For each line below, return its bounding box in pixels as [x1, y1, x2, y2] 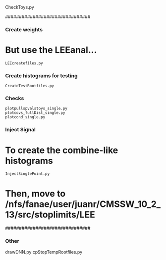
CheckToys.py [5, 4, 35, 10]
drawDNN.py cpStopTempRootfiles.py [5, 249, 83, 255]
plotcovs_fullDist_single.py [5, 110, 65, 115]
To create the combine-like [5, 145, 118, 156]
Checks [5, 95, 24, 102]
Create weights [5, 26, 43, 33]
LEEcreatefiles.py [5, 60, 43, 66]
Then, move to [5, 188, 66, 199]
